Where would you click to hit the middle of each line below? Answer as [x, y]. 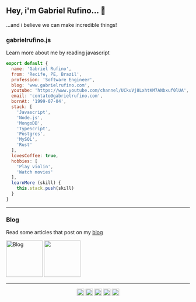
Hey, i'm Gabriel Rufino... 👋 [56, 11]
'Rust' [24, 145]
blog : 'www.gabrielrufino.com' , [51, 85]
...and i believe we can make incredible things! [62, 25]
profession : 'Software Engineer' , [53, 79]
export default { [27, 64]
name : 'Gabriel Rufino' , [41, 69]
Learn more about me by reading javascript [58, 53]
